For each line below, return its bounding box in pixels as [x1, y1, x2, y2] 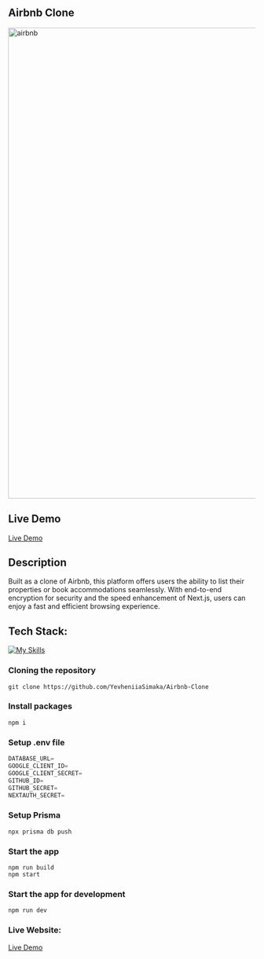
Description [8, 556, 67, 569]
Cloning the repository [8, 665, 96, 676]
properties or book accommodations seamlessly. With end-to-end [8, 585, 222, 595]
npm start [8, 870, 41, 878]
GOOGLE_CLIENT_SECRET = [8, 769, 82, 777]
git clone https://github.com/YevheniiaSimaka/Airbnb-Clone [8, 683, 210, 690]
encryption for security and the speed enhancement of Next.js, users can [8, 593, 246, 603]
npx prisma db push [8, 828, 72, 836]
